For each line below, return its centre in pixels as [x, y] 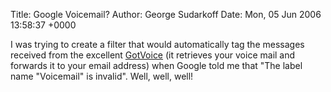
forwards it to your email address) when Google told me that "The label [156, 65]
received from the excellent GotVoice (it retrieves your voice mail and [153, 55]
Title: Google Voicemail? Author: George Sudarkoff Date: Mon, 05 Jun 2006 [166, 14]
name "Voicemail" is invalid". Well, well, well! [102, 76]
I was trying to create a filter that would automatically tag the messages [157, 44]
